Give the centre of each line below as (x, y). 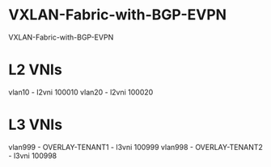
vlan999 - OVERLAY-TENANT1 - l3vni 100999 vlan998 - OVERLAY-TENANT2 (135, 147)
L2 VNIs (35, 70)
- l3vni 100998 (33, 156)
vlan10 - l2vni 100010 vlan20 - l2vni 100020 (81, 92)
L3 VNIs (36, 125)
